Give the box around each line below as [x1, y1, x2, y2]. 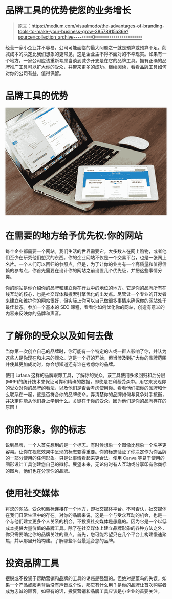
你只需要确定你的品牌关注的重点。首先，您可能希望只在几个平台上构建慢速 [5, 531, 162, 537]
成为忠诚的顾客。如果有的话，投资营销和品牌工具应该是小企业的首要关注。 [5, 588, 162, 594]
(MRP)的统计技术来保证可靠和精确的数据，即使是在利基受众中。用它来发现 [5, 378, 162, 384]
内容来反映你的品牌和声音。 [5, 310, 64, 316]
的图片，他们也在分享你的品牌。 [5, 467, 73, 474]
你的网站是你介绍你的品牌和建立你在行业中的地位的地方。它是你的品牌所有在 [5, 285, 167, 291]
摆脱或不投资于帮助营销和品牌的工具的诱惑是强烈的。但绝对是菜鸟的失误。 [5, 575, 162, 582]
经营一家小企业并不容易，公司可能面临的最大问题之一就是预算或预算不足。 [5, 44, 162, 50]
